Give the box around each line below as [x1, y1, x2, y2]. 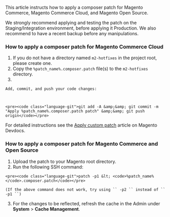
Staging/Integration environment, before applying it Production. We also [5, 25, 157, 31]
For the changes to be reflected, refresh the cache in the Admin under [12, 200, 160, 206]
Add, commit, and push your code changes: [5, 86, 97, 91]
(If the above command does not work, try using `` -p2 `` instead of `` [5, 187, 166, 192]
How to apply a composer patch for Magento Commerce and [5, 140, 158, 148]
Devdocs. [5, 128, 26, 134]
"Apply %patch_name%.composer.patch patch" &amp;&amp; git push [5, 109, 145, 114]
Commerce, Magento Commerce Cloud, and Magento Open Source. [5, 10, 149, 16]
